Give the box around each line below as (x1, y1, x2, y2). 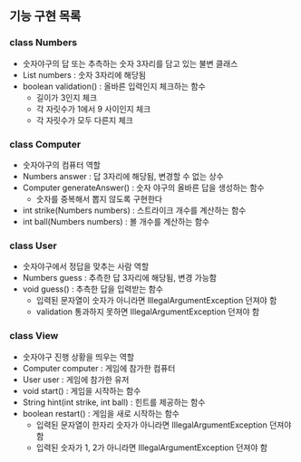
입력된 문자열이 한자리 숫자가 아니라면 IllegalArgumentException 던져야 (35, 419, 292, 430)
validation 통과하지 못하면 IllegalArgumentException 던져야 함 (35, 306, 260, 317)
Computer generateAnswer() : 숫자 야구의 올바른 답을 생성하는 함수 (22, 182, 265, 193)
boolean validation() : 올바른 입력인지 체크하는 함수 (22, 81, 206, 91)
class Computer (9, 138, 82, 150)
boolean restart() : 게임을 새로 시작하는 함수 (22, 408, 180, 419)
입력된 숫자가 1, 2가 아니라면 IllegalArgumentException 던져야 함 (35, 442, 268, 453)
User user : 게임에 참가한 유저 (22, 374, 130, 385)
